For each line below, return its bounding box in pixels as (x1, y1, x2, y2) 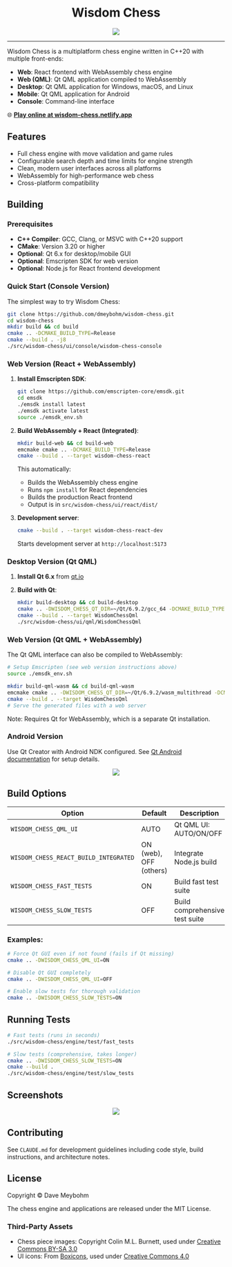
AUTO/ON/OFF (174, 829, 223, 838)
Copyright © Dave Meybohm (7, 1191, 90, 1199)
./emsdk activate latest (17, 407, 89, 414)
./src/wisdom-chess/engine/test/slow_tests (7, 1070, 135, 1077)
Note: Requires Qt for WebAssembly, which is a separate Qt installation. (7, 715, 211, 723)
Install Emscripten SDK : (17, 375, 87, 383)
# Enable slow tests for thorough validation (7, 988, 140, 995)
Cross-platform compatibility (17, 178, 99, 187)
